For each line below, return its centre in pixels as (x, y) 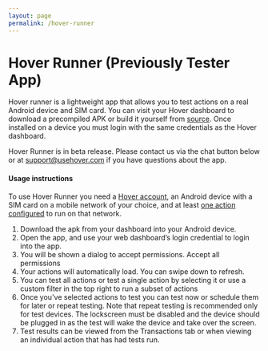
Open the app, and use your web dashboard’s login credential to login (134, 237)
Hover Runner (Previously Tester (119, 63)
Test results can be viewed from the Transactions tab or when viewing (136, 331)
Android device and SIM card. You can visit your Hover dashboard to (121, 111)
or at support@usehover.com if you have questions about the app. (118, 160)
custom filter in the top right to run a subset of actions (109, 288)
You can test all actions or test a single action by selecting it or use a (133, 280)
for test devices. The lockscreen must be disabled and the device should (140, 314)
